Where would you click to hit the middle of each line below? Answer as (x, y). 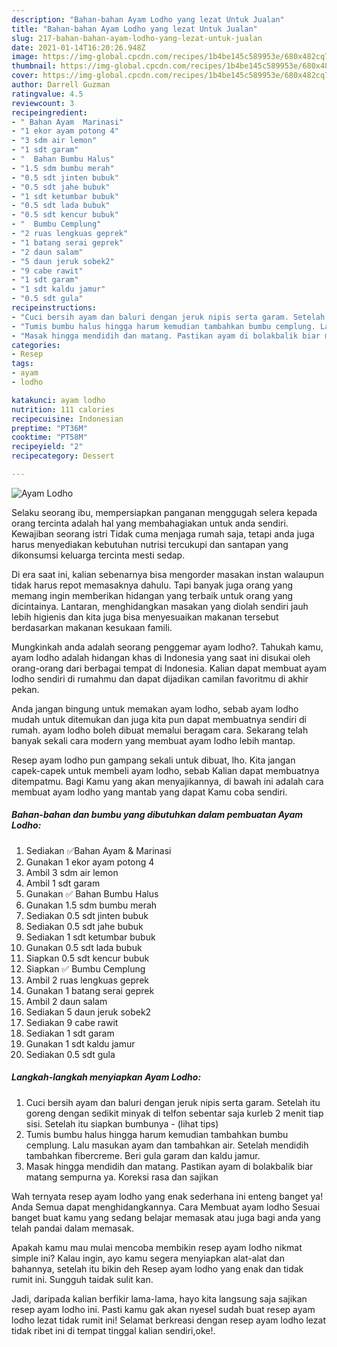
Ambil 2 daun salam (66, 1001)
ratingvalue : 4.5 (47, 94)
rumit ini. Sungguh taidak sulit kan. (82, 1279)
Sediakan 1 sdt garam (70, 1033)
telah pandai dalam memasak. (73, 1228)
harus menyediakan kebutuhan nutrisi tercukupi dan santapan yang (150, 544)
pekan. (25, 689)
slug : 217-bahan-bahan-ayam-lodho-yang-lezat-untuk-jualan (137, 38)
